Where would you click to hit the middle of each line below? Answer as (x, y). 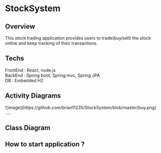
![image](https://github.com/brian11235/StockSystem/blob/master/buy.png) (81, 107)
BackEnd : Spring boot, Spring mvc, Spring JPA (52, 75)
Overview (20, 26)
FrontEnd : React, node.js (30, 70)
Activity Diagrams (33, 96)
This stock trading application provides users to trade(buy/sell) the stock (78, 38)
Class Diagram (28, 128)
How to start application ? (45, 144)
